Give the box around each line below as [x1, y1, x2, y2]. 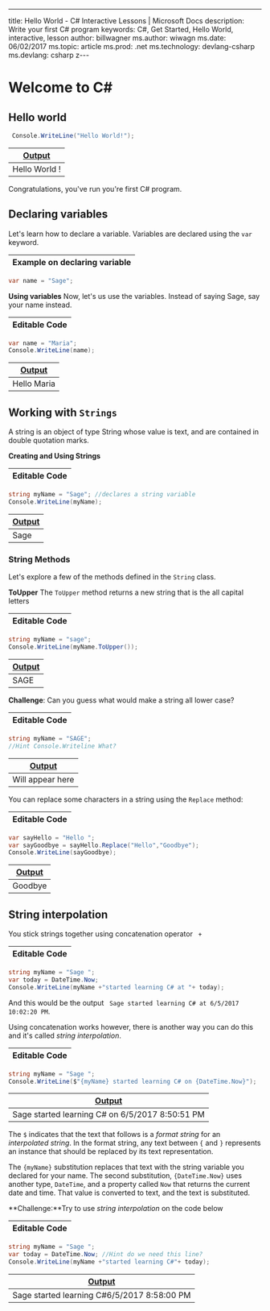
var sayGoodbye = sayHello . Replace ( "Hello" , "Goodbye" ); [8, 841, 199, 849]
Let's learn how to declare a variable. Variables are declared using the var [8, 229, 253, 239]
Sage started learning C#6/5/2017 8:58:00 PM [12, 1290, 191, 1301]
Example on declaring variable [12, 256, 132, 268]
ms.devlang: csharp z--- [8, 50, 90, 60]
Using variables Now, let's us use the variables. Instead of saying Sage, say [8, 291, 260, 301]
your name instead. [8, 300, 72, 309]
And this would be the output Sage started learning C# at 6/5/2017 [8, 998, 239, 1007]
